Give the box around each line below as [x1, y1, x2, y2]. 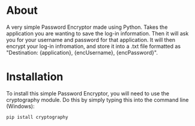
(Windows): [6, 103, 35, 110]
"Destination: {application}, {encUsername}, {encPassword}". [6, 49, 158, 56]
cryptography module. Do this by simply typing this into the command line [6, 96, 189, 103]
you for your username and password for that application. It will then [6, 36, 176, 43]
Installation [6, 70, 64, 84]
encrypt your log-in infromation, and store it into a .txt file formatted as [6, 43, 181, 50]
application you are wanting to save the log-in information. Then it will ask [6, 29, 189, 37]
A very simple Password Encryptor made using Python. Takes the [6, 23, 168, 31]
